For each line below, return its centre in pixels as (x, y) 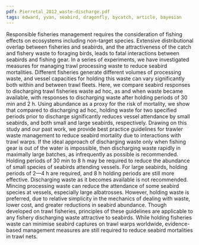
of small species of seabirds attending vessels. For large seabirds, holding (97, 167)
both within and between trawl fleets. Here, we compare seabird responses (98, 84)
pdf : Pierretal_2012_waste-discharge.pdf (58, 12)
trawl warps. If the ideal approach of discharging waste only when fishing (96, 142)
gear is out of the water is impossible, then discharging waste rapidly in (94, 148)
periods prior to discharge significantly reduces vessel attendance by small (98, 116)
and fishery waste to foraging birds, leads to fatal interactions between (93, 53)
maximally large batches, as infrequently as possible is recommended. (92, 154)
